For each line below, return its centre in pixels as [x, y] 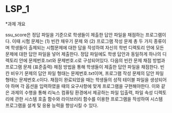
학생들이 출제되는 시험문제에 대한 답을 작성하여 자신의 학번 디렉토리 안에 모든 [87, 47]
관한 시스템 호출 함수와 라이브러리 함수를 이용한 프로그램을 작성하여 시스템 [89, 99]
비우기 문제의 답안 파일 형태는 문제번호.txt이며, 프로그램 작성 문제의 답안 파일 [87, 73]
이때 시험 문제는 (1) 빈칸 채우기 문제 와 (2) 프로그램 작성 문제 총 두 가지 [82, 41]
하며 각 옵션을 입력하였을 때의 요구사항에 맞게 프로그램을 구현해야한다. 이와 [85, 86]
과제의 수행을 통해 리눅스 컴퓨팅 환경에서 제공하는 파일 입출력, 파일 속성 [82, 92]
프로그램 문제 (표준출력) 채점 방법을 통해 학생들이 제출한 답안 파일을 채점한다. [82, 67]
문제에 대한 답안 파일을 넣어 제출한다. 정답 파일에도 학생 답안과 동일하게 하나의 [83, 54]
